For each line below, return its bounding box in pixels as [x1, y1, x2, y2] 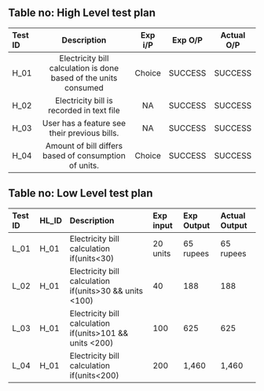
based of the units [50, 72, 118, 83]
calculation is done [49, 62, 119, 73]
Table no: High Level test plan [8, 6, 156, 20]
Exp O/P [172, 35, 203, 46]
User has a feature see [42, 117, 126, 128]
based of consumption [42, 149, 126, 160]
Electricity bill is [54, 94, 113, 105]
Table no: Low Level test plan [8, 186, 153, 200]
